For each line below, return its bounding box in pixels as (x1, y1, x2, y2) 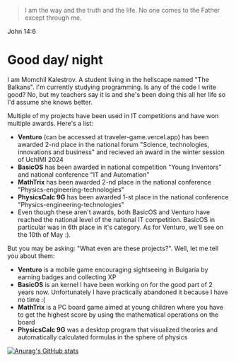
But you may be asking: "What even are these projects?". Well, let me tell (7, 244, 219, 252)
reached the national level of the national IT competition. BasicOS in (17, 215, 216, 223)
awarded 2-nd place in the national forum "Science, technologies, (17, 140, 210, 148)
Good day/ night (7, 52, 104, 68)
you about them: (7, 251, 55, 260)
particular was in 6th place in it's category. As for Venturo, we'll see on (17, 223, 224, 231)
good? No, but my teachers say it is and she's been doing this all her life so (7, 90, 226, 98)
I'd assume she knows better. (7, 98, 93, 106)
